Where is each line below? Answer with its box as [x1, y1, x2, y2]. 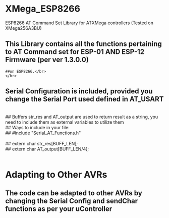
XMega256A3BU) [5, 25, 42, 31]
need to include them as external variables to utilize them [5, 119, 125, 125]
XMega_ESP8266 [5, 3, 81, 15]
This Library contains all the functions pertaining [5, 40, 162, 48]
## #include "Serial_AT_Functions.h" [5, 130, 81, 136]
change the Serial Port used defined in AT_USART [5, 95, 164, 103]
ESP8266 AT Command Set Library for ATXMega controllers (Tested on [5, 20, 154, 26]
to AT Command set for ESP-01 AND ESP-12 [5, 47, 145, 56]
